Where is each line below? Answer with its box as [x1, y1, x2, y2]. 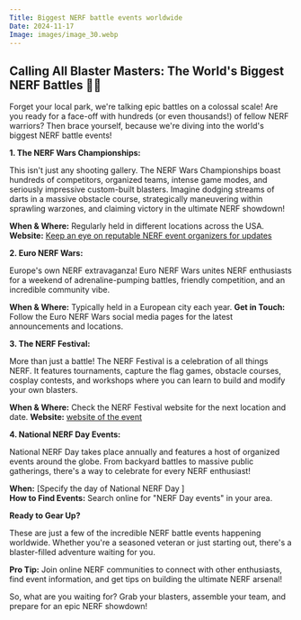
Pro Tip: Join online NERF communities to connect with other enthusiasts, [9, 564, 283, 575]
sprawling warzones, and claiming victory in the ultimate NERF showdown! [9, 204, 286, 214]
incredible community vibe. [9, 285, 111, 296]
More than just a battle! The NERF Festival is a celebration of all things [9, 356, 269, 367]
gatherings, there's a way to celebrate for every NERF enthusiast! [9, 466, 252, 477]
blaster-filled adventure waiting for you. [9, 547, 155, 558]
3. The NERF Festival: [9, 339, 91, 350]
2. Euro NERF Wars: [9, 248, 84, 259]
